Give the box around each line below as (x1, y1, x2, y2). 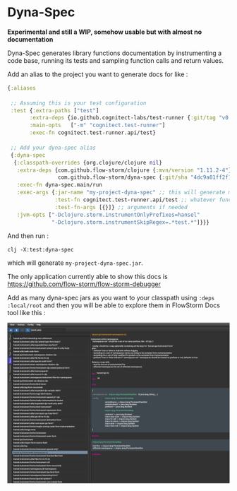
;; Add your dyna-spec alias (10, 144, 97, 151)
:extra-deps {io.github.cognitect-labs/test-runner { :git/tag (29, 114, 217, 122)
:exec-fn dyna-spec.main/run (16, 182, 102, 189)
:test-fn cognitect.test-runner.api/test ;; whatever (54, 196, 217, 203)
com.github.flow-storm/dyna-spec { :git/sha (57, 174, 188, 181)
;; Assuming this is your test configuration (10, 100, 147, 107)
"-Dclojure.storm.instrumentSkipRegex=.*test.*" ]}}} (51, 218, 210, 226)
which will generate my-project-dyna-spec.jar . (7, 259, 143, 267)
